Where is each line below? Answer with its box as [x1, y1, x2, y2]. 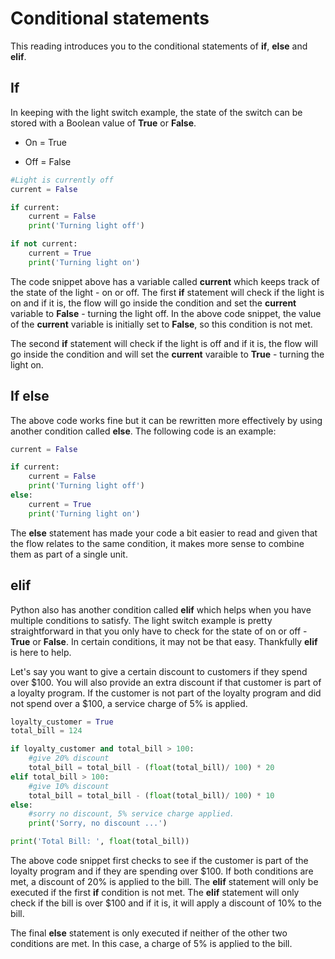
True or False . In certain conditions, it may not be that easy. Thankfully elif [10, 635, 318, 647]
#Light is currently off [10, 175, 114, 185]
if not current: [10, 239, 78, 249]
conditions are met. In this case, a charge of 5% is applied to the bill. [10, 938, 293, 949]
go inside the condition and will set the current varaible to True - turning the [10, 348, 325, 360]
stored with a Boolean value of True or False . [10, 117, 197, 129]
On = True [24, 136, 67, 148]
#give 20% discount [28, 753, 110, 764]
